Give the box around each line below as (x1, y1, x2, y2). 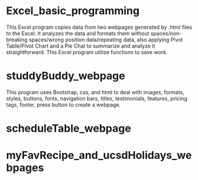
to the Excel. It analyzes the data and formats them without (6, 29, 150, 36)
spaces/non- (150, 29, 182, 36)
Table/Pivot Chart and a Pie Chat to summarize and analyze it (6, 42, 155, 49)
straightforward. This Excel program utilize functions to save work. (6, 48, 168, 55)
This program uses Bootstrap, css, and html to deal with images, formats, (6, 88, 184, 95)
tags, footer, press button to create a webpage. (6, 101, 121, 108)
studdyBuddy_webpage (6, 69, 125, 83)
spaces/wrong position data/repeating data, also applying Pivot (28, 36, 183, 43)
